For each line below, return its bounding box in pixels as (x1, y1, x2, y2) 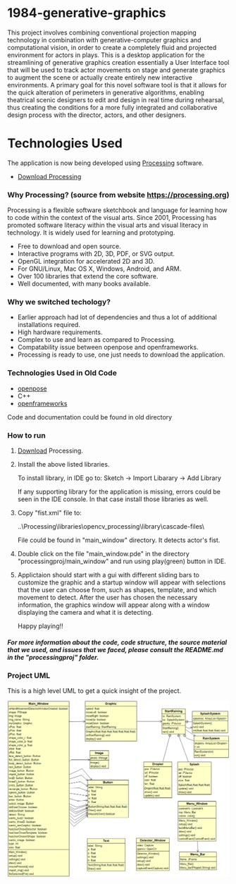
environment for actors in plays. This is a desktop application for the (7, 51, 205, 59)
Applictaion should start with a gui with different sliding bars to (17, 571, 199, 579)
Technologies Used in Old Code (7, 368, 118, 378)
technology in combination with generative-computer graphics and (7, 35, 202, 44)
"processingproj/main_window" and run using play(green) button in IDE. (17, 557, 227, 565)
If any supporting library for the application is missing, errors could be (17, 488, 221, 496)
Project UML (7, 670, 51, 680)
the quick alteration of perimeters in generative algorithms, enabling (7, 88, 204, 97)
